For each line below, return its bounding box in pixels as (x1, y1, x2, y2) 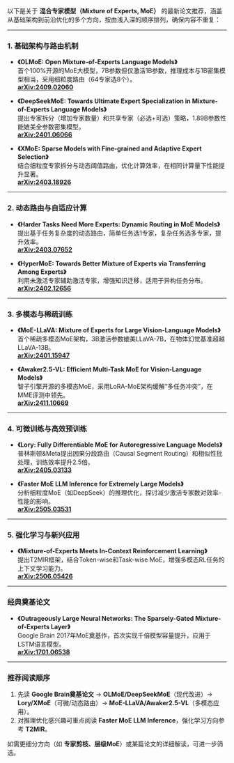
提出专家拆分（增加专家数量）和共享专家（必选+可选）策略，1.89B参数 (17, 114, 221, 123)
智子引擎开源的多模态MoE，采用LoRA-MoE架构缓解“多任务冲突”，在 (17, 382, 213, 390)
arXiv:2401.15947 (17, 351, 70, 360)
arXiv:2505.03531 (17, 505, 72, 514)
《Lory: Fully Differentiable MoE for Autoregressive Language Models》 (17, 440, 223, 449)
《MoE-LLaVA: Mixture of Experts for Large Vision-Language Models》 (17, 325, 221, 334)
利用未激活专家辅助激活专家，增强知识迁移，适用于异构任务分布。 (17, 276, 207, 284)
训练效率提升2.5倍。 (36, 458, 94, 466)
